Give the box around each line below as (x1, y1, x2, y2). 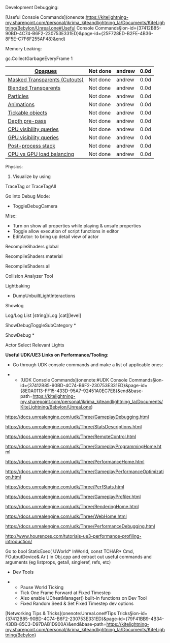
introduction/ (5, 539, 32, 544)
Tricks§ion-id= (117, 610, 148, 616)
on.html (5, 474, 21, 480)
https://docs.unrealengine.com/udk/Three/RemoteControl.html (5, 433, 137, 440)
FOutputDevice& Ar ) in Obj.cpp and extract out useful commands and (5, 554, 152, 560)
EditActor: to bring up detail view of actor (12, 233, 99, 240)
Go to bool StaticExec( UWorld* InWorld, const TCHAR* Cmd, (5, 548, 134, 554)
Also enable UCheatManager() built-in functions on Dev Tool (20, 595, 147, 601)
